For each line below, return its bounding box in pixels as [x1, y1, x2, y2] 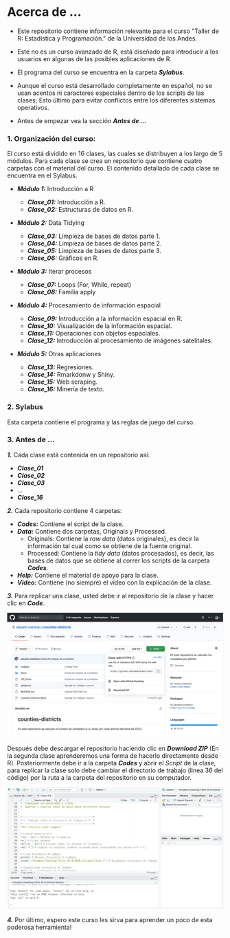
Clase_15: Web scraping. [27, 378, 98, 386]
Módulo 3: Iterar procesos [16, 268, 92, 276]
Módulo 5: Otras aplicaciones [16, 350, 102, 358]
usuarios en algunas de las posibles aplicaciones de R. [16, 54, 172, 63]
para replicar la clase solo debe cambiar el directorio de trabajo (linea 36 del [7, 766, 223, 774]
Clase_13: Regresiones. [27, 363, 94, 371]
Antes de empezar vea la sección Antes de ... [16, 116, 147, 124]
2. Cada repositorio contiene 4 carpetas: [7, 506, 122, 514]
